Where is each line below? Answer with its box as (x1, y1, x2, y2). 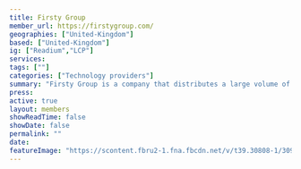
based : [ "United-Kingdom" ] (9, 38, 110, 47)
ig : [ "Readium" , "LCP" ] (9, 46, 94, 55)
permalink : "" (9, 130, 63, 139)
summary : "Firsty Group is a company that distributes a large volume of (9, 80, 291, 89)
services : (9, 55, 47, 63)
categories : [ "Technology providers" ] (9, 72, 154, 80)
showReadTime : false (9, 113, 87, 122)
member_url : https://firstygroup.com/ (9, 21, 154, 30)
